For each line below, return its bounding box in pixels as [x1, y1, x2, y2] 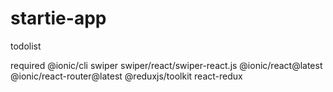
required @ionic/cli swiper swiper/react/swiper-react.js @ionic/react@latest [10, 59, 323, 71]
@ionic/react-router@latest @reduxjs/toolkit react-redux [10, 70, 243, 82]
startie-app [10, 7, 107, 30]
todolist [10, 40, 42, 52]
